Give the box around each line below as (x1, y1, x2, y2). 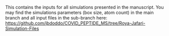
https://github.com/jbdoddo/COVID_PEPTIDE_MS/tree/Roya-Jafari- (5, 20, 146, 26)
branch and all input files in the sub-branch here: (5, 15, 108, 20)
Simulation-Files (5, 25, 39, 31)
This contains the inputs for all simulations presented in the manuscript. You (5, 4, 164, 10)
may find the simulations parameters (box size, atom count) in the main (5, 9, 154, 15)
